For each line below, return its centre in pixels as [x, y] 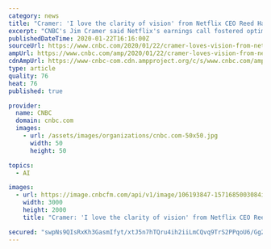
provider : [25, 106]
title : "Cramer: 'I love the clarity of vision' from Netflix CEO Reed [131, 23]
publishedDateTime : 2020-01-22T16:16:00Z [79, 38]
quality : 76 [28, 76]
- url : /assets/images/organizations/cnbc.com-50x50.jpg [121, 136]
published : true [35, 91]
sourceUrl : [27, 46]
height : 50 [48, 150]
